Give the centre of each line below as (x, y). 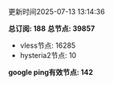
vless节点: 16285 (48, 45)
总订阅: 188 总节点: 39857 (52, 29)
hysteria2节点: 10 (48, 55)
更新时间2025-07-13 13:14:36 (57, 12)
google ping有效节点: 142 (51, 72)
